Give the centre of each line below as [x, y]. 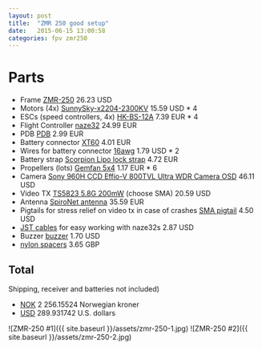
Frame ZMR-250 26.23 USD [66, 100]
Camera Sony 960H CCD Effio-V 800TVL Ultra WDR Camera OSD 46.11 [137, 176]
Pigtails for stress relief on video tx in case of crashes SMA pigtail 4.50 [137, 211]
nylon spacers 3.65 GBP [60, 244]
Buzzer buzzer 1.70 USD [60, 236]
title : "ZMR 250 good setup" [59, 23]
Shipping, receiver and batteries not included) [84, 289]
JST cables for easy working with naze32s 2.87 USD [107, 227]
